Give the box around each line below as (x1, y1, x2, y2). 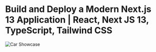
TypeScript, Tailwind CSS (5, 25, 113, 36)
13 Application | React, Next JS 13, (5, 14, 149, 25)
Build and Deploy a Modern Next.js (5, 3, 152, 15)
